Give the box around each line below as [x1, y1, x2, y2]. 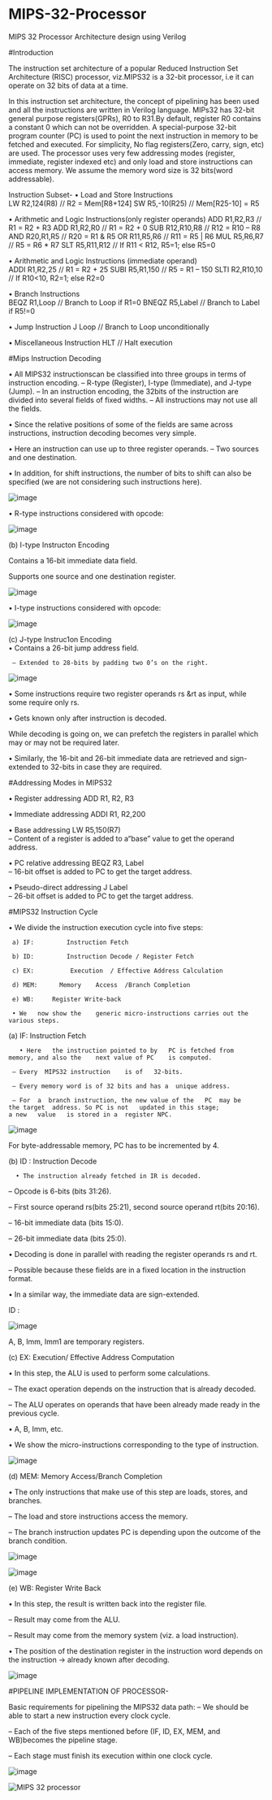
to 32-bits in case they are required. [41, 762, 162, 772]
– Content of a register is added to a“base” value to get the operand [8, 833, 235, 843]
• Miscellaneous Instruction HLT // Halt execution [8, 337, 173, 347]
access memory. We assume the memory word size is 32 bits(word [8, 165, 233, 175]
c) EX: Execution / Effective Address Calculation [11, 967, 223, 975]
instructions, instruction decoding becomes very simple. [8, 428, 196, 437]
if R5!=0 [8, 306, 35, 315]
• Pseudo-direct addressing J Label [8, 882, 128, 892]
